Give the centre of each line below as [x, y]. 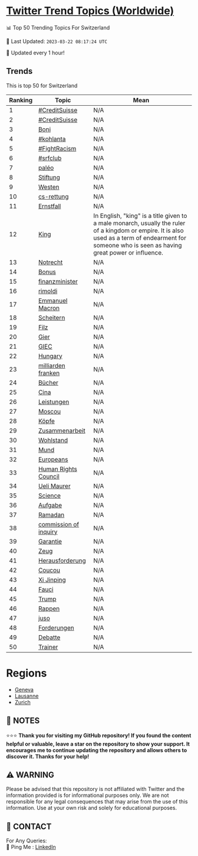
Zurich [22, 702]
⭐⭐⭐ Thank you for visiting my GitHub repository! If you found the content [99, 735]
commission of [59, 524]
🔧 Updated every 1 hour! [35, 53]
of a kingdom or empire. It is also [138, 230]
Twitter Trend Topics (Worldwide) [90, 11]
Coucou [49, 570]
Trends [19, 71]
